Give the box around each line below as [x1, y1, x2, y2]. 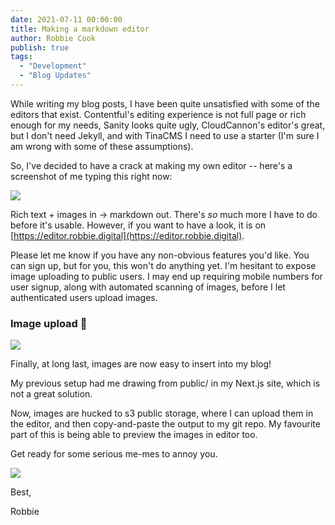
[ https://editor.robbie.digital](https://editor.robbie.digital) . [10, 229, 245, 241]
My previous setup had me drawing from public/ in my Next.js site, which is [10, 377, 321, 390]
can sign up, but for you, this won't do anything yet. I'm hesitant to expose [10, 259, 317, 271]
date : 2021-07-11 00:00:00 [10, 14, 123, 25]
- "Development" [19, 61, 87, 71]
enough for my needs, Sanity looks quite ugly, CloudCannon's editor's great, [10, 119, 326, 131]
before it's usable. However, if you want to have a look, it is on [10, 219, 267, 231]
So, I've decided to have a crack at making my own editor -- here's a [10, 159, 293, 171]
